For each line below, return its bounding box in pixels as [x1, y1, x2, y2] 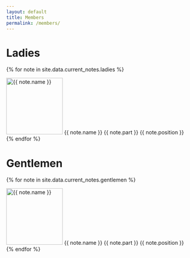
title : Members [6, 14, 44, 20]
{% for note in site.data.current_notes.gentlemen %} [6, 176, 136, 184]
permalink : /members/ [6, 20, 61, 26]
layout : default [6, 8, 47, 15]
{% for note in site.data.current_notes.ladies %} [6, 66, 124, 73]
